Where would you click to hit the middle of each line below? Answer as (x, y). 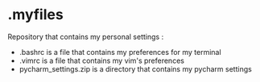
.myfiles (35, 15)
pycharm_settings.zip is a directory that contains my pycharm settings (136, 68)
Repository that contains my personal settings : (86, 37)
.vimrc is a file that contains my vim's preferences (101, 61)
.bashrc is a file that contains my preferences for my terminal (120, 52)
